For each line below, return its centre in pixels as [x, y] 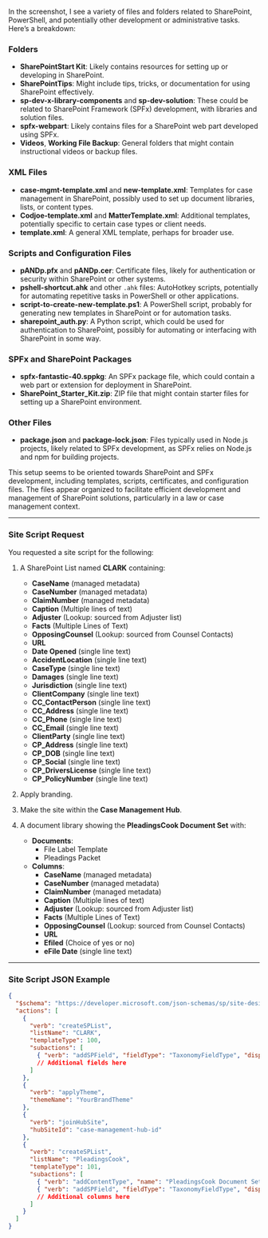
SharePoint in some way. [60, 338]
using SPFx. [39, 134]
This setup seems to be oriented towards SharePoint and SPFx [111, 473]
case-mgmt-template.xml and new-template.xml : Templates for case [136, 190]
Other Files [30, 423]
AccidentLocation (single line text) [89, 660]
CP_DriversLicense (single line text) [91, 770]
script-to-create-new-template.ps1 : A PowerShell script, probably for [136, 304]
